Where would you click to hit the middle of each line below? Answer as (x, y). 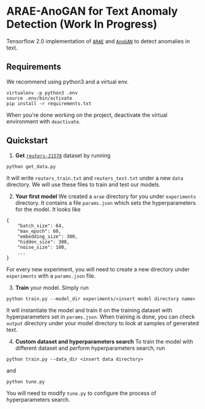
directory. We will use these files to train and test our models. (84, 184)
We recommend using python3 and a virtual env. (68, 81)
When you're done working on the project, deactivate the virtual (87, 115)
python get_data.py (31, 166)
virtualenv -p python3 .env (42, 93)
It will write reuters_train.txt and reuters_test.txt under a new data (95, 178)
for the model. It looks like (48, 209)
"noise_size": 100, (42, 247)
